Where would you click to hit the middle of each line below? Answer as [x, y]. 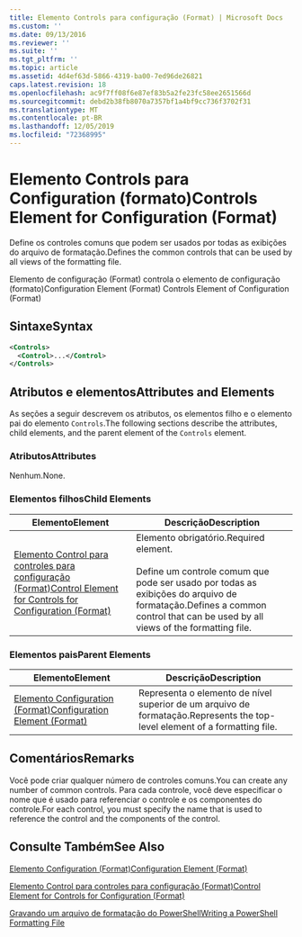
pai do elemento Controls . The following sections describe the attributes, [143, 423]
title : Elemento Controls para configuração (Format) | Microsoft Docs [146, 18]
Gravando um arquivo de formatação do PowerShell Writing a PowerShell [144, 913]
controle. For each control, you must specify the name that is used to [136, 809]
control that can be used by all [200, 616]
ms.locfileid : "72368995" [58, 135]
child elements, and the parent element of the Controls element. [128, 433]
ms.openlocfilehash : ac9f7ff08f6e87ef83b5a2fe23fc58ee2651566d [130, 93]
